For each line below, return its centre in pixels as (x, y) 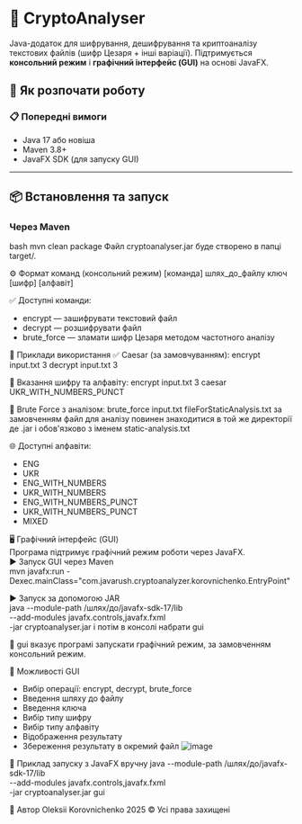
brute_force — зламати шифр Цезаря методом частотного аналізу (149, 337)
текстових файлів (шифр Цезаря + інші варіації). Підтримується (131, 52)
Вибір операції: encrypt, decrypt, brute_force (107, 689)
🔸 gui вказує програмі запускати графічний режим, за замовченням (140, 645)
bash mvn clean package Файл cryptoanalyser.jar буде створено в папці (145, 246)
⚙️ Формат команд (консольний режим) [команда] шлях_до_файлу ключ (148, 273)
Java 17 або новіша (59, 139)
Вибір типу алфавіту (61, 727)
